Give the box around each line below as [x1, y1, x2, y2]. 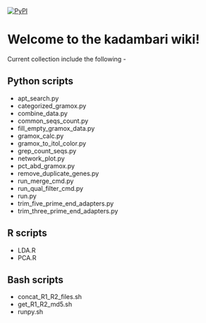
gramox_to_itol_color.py [17, 139, 87, 148]
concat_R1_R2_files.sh [17, 293, 83, 301]
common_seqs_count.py [17, 117, 89, 125]
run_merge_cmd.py [17, 177, 74, 185]
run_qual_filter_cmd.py [17, 184, 83, 192]
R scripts [7, 227, 47, 240]
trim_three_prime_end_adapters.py [17, 206, 119, 215]
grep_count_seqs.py [17, 146, 77, 155]
